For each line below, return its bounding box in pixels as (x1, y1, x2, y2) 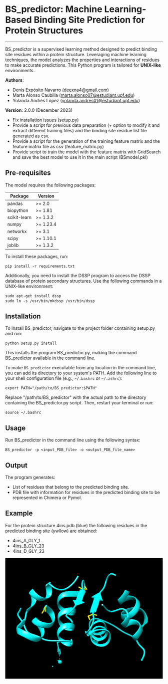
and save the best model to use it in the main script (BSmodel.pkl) (12, 154, 148, 160)
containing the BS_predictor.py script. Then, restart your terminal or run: (5, 400, 154, 406)
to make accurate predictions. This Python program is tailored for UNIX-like (5, 62, 161, 68)
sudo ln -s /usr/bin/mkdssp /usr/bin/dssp (5, 298, 95, 304)
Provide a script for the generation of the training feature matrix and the (12, 138, 160, 144)
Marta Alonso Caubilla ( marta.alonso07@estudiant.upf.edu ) (12, 92, 135, 98)
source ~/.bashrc (5, 410, 41, 415)
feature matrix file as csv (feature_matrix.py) (12, 143, 104, 149)
